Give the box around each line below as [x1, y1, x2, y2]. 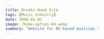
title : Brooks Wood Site [5, 7, 58, 13]
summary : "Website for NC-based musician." [5, 26, 100, 31]
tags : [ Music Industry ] [5, 12, 56, 17]
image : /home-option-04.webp [5, 21, 68, 27]
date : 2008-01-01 [5, 17, 43, 22]
